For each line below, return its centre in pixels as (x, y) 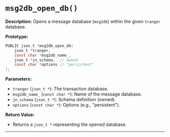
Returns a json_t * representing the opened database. (70, 124)
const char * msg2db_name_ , (43, 55)
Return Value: (20, 115)
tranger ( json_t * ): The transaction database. (60, 89)
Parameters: (18, 79)
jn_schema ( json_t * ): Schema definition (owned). (64, 100)
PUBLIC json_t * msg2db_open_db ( (39, 46)
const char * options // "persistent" (54, 65)
